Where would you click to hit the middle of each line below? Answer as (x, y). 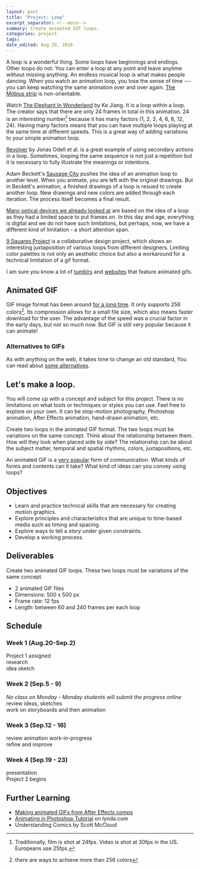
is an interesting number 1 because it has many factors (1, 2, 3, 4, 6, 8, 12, (95, 118)
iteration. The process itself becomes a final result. (68, 199)
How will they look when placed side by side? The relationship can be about (99, 442)
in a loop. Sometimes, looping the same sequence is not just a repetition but (99, 156)
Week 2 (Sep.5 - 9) (34, 684)
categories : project (32, 34)
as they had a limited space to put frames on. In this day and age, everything (100, 217)
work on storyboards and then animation (56, 709)
